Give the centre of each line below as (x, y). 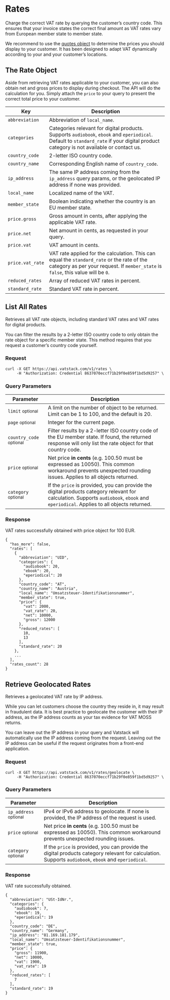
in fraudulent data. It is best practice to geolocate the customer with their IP (84, 712)
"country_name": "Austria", (48, 589)
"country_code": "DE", (34, 926)
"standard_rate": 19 (31, 989)
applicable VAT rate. (73, 222)
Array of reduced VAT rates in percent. (95, 280)
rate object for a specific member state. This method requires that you (78, 340)
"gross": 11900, (32, 953)
